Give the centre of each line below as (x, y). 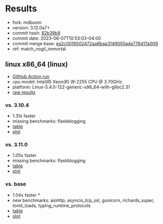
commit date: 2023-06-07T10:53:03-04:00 (57, 38)
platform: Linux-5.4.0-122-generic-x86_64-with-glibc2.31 (71, 87)
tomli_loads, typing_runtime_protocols (51, 205)
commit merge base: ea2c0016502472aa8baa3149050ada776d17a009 (85, 43)
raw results (24, 92)
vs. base (16, 184)
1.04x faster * (26, 195)
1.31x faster (24, 116)
